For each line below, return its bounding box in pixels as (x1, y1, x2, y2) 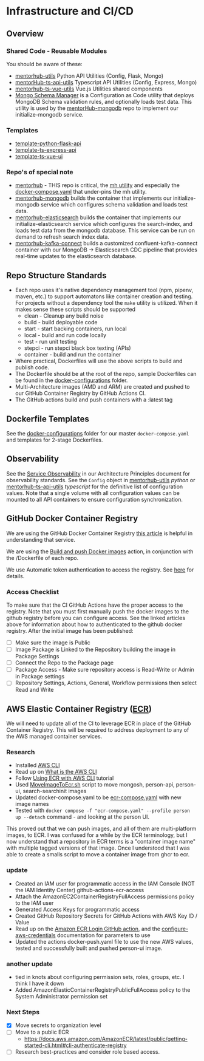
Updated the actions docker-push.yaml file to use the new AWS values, (15, 938, 194, 945)
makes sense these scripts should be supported (15, 305, 135, 313)
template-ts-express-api (15, 146, 77, 154)
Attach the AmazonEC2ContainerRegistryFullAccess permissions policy (15, 893, 194, 900)
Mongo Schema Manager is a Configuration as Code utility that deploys (15, 91, 194, 98)
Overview (6, 29, 44, 39)
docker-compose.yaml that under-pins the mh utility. (15, 188, 147, 196)
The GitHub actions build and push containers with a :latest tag (15, 396, 173, 403)
